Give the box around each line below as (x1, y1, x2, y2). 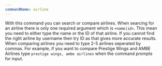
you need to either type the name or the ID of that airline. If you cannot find (5, 30, 155, 36)
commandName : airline (5, 7, 49, 12)
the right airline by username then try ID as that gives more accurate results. (5, 35, 157, 41)
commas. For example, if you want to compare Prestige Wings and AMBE (5, 45, 151, 51)
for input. (5, 55, 23, 61)
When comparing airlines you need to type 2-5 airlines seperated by (5, 40, 141, 46)
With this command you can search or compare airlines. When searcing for (5, 20, 155, 26)
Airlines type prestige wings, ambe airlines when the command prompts (5, 51, 153, 56)
